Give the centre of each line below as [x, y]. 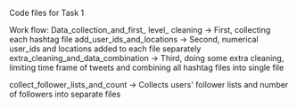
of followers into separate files [65, 94]
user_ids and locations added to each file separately [105, 49]
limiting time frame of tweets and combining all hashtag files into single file [147, 67]
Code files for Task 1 [47, 13]
